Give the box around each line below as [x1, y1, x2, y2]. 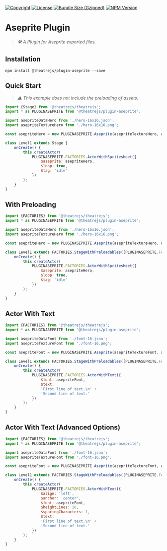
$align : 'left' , [40, 491, 75, 496]
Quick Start [5, 82, 41, 90]
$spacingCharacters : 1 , [40, 509, 90, 515]
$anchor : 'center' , [40, 495, 81, 501]
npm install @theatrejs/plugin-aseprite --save [5, 68, 106, 73]
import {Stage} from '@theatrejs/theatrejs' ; [5, 104, 101, 109]
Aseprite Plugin [5, 22, 71, 33]
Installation [5, 55, 41, 64]
